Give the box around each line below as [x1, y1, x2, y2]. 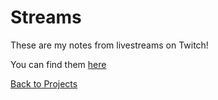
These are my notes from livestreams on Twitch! [10, 39, 209, 51]
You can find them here [10, 58, 107, 70]
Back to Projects [10, 77, 78, 90]
